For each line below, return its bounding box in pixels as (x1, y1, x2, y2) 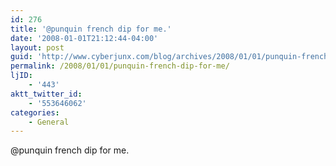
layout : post (10, 42, 65, 53)
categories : (10, 107, 60, 118)
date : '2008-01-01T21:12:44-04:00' (10, 33, 159, 43)
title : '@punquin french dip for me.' (10, 24, 172, 34)
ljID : (10, 71, 33, 81)
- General (28, 117, 70, 127)
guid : (10, 52, 33, 62)
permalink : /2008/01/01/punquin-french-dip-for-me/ (10, 61, 230, 71)
